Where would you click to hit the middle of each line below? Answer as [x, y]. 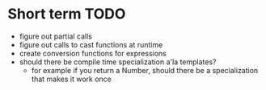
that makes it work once [72, 79]
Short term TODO [67, 14]
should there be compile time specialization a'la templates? [118, 62]
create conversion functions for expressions [93, 53]
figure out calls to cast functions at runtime [91, 44]
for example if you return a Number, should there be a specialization [145, 70]
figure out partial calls [55, 36]
